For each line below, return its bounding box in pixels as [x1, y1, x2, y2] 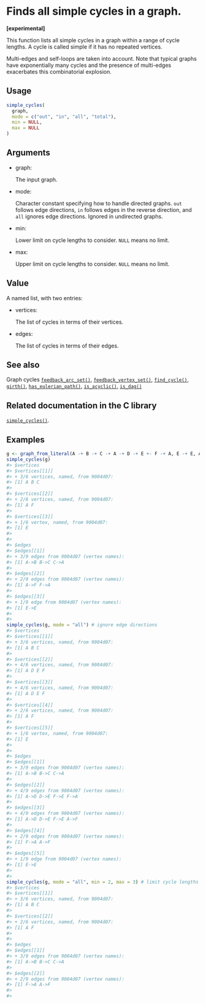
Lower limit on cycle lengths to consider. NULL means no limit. [15, 236, 170, 244]
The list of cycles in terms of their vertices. [15, 318, 124, 325]
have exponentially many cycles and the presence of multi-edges [6, 61, 172, 69]
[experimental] [6, 25, 45, 32]
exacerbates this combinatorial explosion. [6, 68, 112, 75]
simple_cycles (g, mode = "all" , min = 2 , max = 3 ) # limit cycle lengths [6, 879, 199, 885]
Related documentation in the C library [6, 400, 157, 411]
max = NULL [12, 125, 40, 131]
